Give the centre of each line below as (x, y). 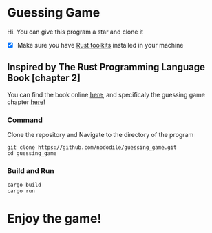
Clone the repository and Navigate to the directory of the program (100, 135)
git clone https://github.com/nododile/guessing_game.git (92, 148)
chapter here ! (26, 102)
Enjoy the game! (54, 218)
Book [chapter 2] (44, 78)
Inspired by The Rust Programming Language (106, 67)
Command (25, 120)
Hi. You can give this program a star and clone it (75, 32)
